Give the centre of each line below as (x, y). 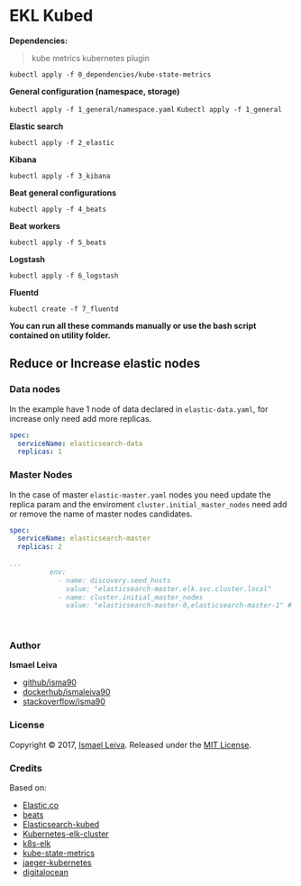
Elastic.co (41, 805)
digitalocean (46, 872)
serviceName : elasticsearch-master (84, 539)
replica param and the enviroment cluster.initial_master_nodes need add (148, 504)
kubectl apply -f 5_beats (58, 242)
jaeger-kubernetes (57, 863)
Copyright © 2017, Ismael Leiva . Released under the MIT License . (131, 744)
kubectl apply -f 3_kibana (60, 176)
